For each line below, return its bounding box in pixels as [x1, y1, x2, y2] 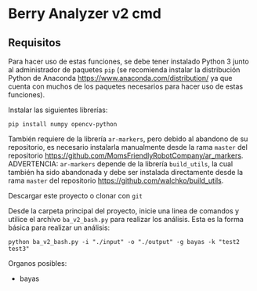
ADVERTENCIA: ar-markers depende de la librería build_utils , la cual [8, 159, 233, 169]
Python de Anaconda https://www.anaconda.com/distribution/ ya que [8, 74, 233, 82]
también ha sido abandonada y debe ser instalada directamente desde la [8, 168, 244, 176]
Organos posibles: [8, 259, 67, 267]
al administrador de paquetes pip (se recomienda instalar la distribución [8, 65, 241, 75]
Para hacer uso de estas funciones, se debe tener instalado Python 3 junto [8, 56, 249, 66]
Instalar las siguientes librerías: [8, 105, 108, 115]
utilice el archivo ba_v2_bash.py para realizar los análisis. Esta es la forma [8, 215, 244, 224]
